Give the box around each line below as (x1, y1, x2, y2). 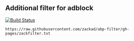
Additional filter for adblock (5, 4, 94, 12)
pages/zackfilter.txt (5, 31, 51, 36)
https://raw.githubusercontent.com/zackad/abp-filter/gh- (5, 27, 129, 32)
